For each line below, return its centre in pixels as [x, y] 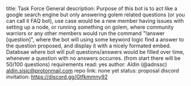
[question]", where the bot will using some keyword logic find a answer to [95, 39]
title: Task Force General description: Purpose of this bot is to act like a [92, 8]
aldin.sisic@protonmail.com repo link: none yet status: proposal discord [93, 70]
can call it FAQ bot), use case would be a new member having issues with [95, 21]
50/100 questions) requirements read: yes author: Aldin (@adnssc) [87, 64]
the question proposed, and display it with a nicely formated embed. [89, 46]
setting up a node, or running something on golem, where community [90, 27]
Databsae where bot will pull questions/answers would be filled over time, [95, 52]
